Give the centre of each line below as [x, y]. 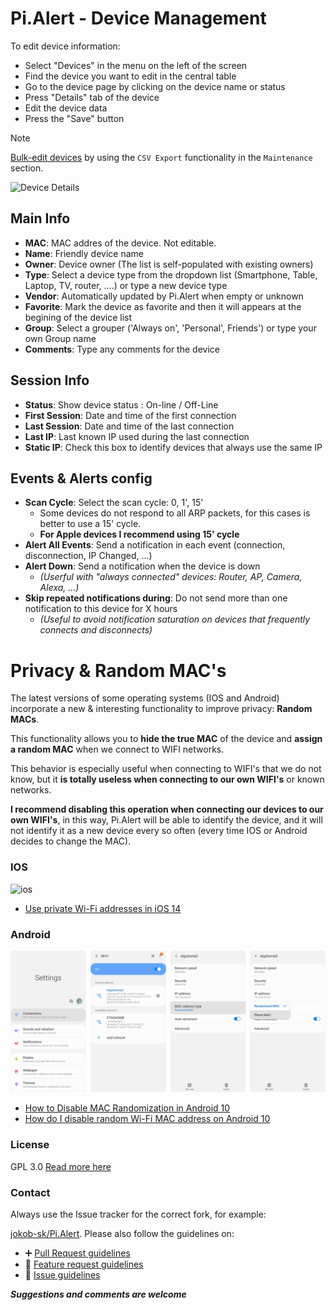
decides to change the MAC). [71, 841]
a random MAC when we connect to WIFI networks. [117, 749]
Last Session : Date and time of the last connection [129, 426]
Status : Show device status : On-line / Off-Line [121, 404]
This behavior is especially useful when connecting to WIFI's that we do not [166, 769]
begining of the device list [78, 317]
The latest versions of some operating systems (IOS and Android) [145, 698]
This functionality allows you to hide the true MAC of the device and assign [166, 739]
